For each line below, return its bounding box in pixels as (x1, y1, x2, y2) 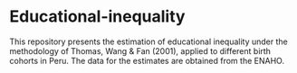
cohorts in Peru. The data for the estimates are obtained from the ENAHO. (9, 55, 285, 66)
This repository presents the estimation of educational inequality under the (9, 36, 288, 47)
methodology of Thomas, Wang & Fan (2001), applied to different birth (9, 45, 272, 56)
